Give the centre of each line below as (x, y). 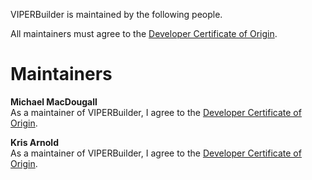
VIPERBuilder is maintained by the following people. (116, 14)
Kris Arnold (34, 142)
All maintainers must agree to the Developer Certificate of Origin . (144, 33)
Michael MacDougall (54, 101)
